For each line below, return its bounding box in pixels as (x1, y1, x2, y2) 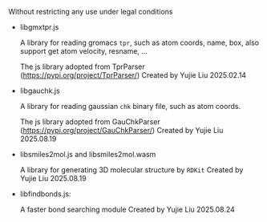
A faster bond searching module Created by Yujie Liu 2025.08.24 (19, 204, 235, 214)
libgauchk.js (19, 86, 60, 95)
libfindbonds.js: (19, 189, 71, 199)
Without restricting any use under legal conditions (8, 7, 173, 16)
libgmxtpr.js (19, 22, 59, 31)
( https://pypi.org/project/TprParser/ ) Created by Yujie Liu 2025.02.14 (19, 71, 247, 79)
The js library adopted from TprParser (19, 62, 146, 71)
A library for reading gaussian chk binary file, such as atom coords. (19, 102, 241, 111)
